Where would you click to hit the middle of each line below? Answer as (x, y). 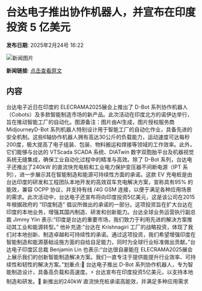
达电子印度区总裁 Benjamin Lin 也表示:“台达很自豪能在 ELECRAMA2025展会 (99, 249)
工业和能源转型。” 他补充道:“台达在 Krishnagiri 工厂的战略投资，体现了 (102, 227)
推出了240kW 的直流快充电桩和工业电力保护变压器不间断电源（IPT (99, 167)
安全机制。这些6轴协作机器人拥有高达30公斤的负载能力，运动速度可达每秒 (98, 137)
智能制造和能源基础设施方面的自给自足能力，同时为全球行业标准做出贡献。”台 (101, 242)
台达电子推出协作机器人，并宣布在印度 (101, 12)
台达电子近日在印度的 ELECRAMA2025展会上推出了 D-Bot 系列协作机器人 (97, 107)
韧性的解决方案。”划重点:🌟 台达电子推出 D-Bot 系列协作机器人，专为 (105, 264)
